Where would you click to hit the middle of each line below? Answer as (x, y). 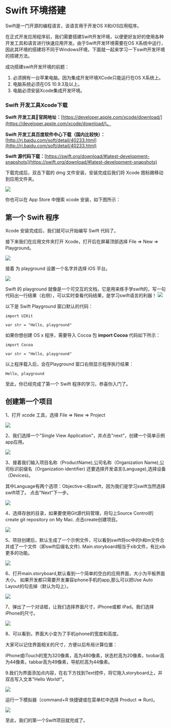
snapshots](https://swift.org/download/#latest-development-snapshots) (81, 162)
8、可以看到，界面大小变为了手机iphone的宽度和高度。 (63, 634)
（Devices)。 (19, 475)
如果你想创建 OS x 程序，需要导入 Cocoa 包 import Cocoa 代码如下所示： (83, 335)
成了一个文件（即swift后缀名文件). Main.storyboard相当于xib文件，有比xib (88, 546)
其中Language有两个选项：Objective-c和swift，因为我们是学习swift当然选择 (85, 486)
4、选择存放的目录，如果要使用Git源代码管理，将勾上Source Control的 (79, 513)
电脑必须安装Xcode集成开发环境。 (49, 90)
